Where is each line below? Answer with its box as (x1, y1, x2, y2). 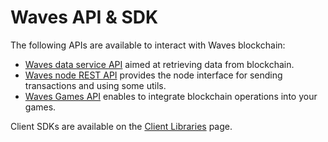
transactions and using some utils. (24, 79, 167, 91)
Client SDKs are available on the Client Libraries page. (10, 120, 233, 132)
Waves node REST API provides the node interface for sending (24, 69, 283, 81)
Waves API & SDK (10, 6, 159, 29)
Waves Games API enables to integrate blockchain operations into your (24, 90, 318, 102)
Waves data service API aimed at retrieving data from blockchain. (24, 58, 295, 70)
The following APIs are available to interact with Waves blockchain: (10, 39, 286, 51)
